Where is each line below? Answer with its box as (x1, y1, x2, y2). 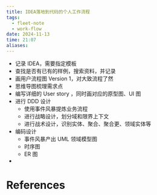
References (6, 179, 65, 192)
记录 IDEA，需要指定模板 (14, 60, 77, 67)
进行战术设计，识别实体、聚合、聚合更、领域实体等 (24, 120, 152, 127)
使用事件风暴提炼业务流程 (24, 105, 88, 112)
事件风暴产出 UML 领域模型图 (24, 135, 98, 142)
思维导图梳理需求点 (14, 82, 63, 89)
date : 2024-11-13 (6, 31, 50, 37)
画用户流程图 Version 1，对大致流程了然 (14, 75, 114, 82)
